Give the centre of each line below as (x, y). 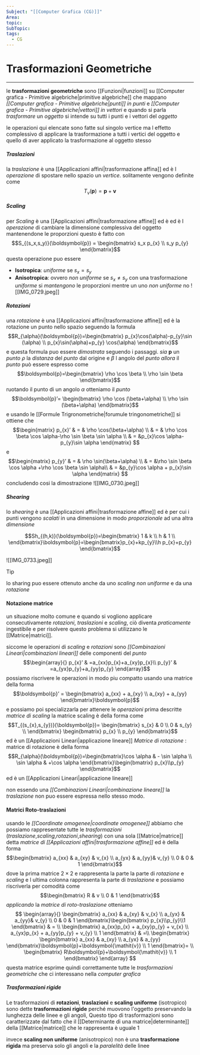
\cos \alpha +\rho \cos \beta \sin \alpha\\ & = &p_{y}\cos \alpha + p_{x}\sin (100, 467)
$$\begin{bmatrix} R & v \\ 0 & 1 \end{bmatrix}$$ (100, 895)
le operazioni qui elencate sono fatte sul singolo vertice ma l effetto (89, 127)
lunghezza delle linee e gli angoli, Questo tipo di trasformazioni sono (90, 1015)
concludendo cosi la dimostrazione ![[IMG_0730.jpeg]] (73, 483)
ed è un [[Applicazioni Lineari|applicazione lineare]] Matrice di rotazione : (96, 741)
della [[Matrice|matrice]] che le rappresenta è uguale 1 (73, 1028)
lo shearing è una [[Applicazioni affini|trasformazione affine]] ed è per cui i (98, 512)
